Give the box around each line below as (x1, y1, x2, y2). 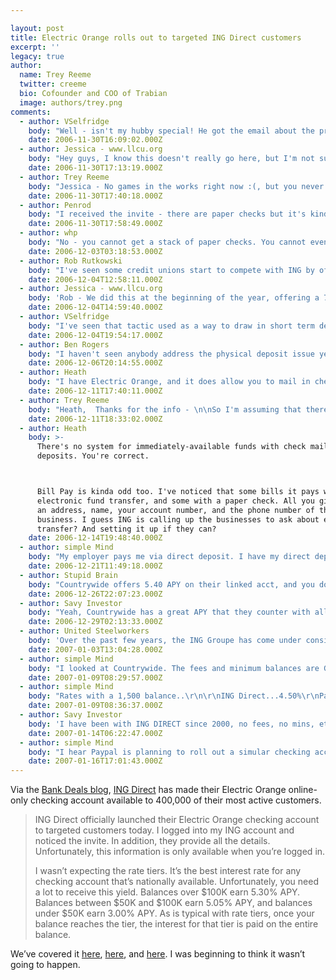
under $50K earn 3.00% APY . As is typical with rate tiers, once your (34, 907, 315, 920)
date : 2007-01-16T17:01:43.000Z (28, 756, 163, 766)
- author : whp (19, 228, 78, 238)
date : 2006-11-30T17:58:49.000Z (28, 219, 163, 229)
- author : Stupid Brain (19, 570, 118, 580)
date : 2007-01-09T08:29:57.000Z (28, 672, 163, 683)
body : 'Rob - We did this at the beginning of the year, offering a (28, 293, 320, 303)
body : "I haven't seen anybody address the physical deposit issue (28, 349, 315, 359)
